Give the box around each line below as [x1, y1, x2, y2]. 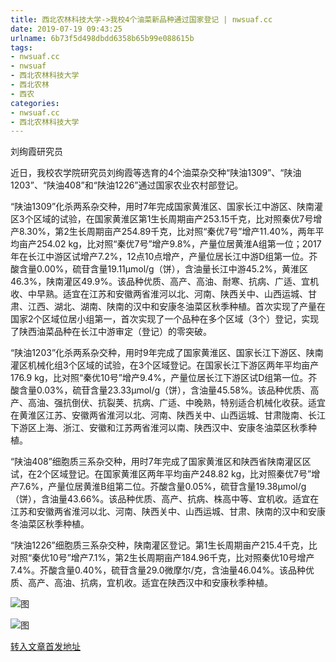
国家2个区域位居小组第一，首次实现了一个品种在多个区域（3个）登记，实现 [10, 313, 320, 325]
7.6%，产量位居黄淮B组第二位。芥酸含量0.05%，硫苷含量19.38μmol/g [18, 481, 307, 493]
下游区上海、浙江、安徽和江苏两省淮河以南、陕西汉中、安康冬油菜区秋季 [10, 422, 308, 434]
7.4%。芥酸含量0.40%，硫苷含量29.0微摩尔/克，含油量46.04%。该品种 [10, 564, 307, 576]
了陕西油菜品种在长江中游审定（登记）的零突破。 [10, 326, 212, 338]
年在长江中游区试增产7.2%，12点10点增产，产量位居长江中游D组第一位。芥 [10, 251, 318, 263]
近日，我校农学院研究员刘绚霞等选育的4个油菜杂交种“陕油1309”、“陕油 [10, 167, 302, 179]
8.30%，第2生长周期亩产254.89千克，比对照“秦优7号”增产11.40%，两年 [18, 226, 316, 238]
